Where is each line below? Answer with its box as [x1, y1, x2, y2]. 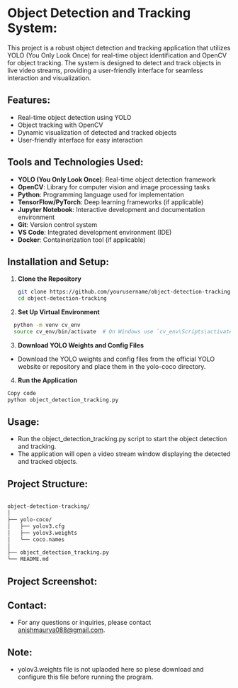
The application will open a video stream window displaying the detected [17, 450, 231, 458]
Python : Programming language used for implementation [17, 190, 184, 199]
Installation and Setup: [7, 255, 110, 267]
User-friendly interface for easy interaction [17, 135, 143, 144]
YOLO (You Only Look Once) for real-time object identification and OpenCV [7, 51, 227, 60]
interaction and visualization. [7, 73, 91, 82]
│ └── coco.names [7, 536, 65, 543]
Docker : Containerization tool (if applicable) [17, 235, 146, 244]
